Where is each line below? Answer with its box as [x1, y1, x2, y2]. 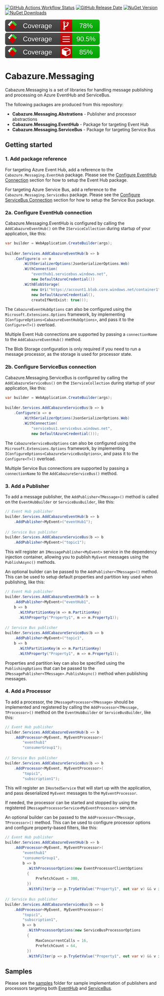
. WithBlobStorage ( [22, 282, 60, 287]
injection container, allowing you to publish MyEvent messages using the [5, 554, 149, 560]
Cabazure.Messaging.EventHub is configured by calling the [5, 220, 125, 226]
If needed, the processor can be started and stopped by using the [5, 800, 138, 806]
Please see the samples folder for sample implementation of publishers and [5, 980, 157, 986]
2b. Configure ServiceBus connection [5, 364, 97, 371]
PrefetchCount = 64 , [36, 943, 78, 948]
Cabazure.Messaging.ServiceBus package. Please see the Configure [5, 191, 141, 198]
